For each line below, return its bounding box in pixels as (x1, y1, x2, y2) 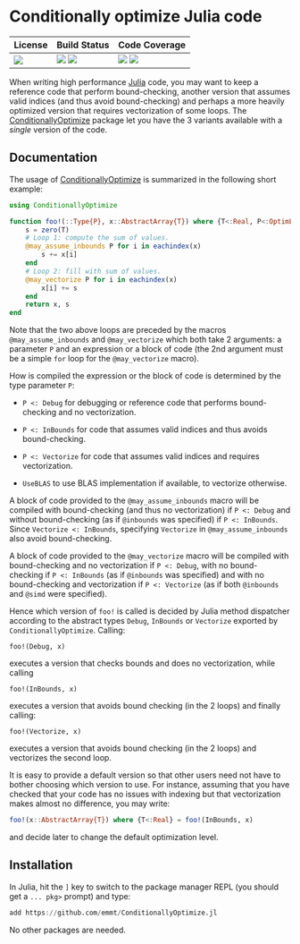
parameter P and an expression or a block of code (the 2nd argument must (9, 344, 284, 354)
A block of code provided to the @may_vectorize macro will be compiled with (9, 550, 289, 561)
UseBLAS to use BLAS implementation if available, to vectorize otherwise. (21, 478, 287, 489)
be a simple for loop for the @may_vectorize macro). (9, 353, 199, 364)
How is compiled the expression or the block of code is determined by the (9, 370, 281, 381)
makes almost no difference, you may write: (9, 798, 171, 809)
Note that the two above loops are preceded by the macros (9, 325, 227, 336)
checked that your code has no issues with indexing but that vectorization (9, 789, 281, 800)
